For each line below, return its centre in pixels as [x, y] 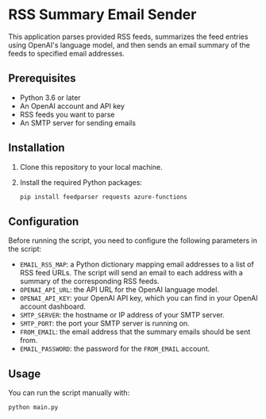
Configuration [44, 221]
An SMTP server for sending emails [78, 123]
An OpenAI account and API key [72, 106]
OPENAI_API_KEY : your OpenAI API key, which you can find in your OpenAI [139, 298]
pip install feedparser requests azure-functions [104, 197]
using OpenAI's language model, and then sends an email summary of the [129, 44]
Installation [37, 148]
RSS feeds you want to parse [67, 114]
